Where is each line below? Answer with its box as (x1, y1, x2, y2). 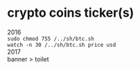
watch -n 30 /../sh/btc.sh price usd (7, 41, 116, 48)
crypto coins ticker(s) (7, 5, 134, 21)
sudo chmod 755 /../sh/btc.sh (7, 35, 95, 43)
